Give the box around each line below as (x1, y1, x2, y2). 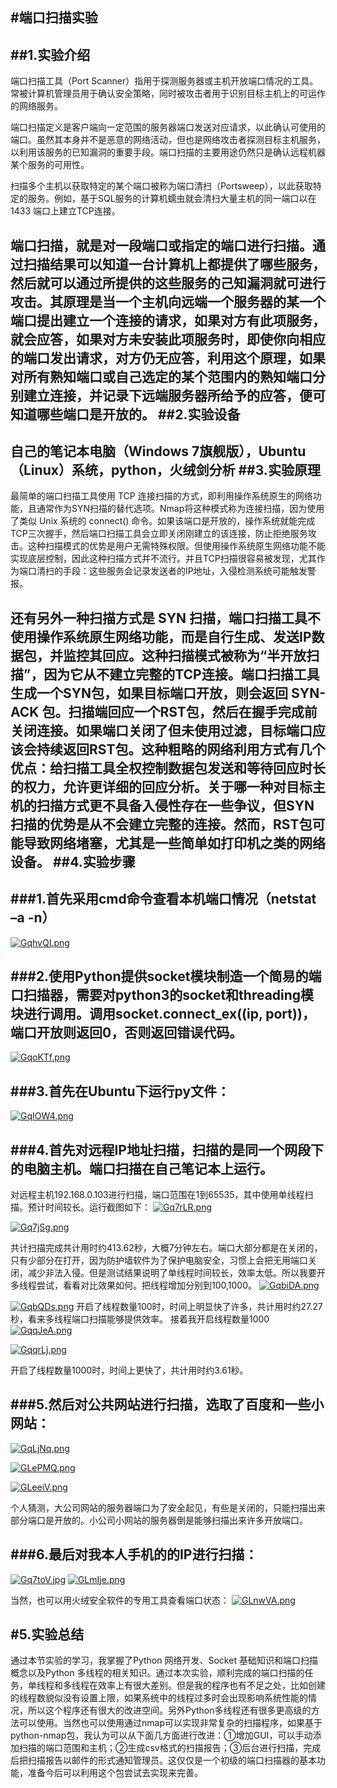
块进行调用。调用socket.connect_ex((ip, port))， (10, 1006, 316, 1022)
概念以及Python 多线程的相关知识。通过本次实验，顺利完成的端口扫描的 (10, 1667, 305, 1679)
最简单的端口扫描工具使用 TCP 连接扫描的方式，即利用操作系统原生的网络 (10, 490, 313, 502)
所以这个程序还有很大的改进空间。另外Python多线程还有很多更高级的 (27, 1704, 312, 1717)
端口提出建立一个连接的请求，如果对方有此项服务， (10, 312, 326, 329)
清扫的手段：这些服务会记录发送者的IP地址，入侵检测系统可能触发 (36, 565, 308, 577)
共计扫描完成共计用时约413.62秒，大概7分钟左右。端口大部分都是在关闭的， (10, 1242, 323, 1254)
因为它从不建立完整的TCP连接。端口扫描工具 (43, 666, 320, 683)
